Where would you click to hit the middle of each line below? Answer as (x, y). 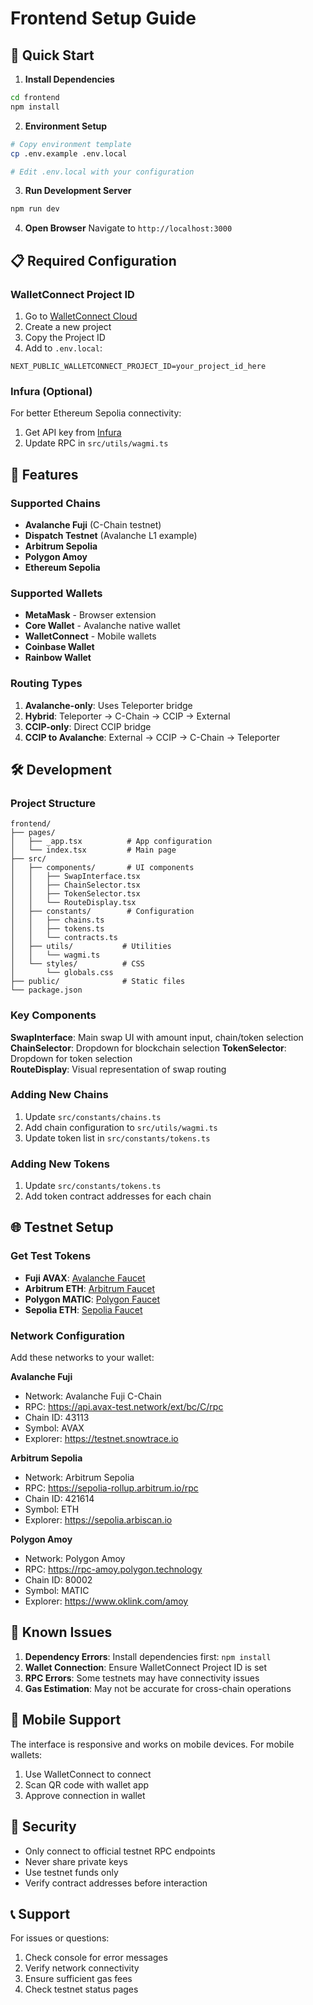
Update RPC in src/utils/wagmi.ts (96, 443)
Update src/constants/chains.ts (93, 1116)
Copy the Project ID (65, 337)
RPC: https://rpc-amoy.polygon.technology (113, 1569)
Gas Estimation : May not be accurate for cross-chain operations (158, 1688)
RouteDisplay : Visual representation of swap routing (118, 1069)
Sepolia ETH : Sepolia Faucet (83, 1309)
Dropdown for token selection (71, 1058)
